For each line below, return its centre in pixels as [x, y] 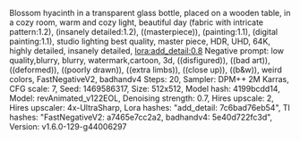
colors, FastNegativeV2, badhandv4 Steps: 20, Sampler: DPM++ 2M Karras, [149, 79]
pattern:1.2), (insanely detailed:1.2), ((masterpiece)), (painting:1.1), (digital [144, 32]
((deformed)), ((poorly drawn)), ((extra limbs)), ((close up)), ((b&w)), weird [146, 70]
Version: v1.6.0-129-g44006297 [68, 127]
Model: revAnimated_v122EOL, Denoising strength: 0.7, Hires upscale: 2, [142, 98]
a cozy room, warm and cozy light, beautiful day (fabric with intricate [137, 22]
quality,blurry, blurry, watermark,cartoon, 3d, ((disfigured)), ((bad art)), [140, 60]
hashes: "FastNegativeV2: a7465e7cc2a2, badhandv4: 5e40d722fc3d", [141, 117]
